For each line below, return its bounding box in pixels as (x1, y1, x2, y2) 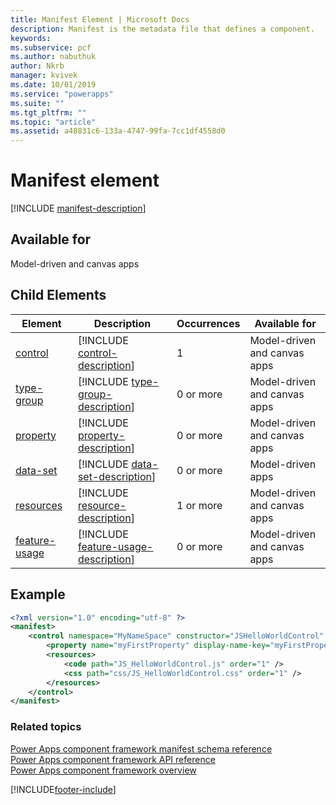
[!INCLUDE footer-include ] (10, 783, 117, 795)
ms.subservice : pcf (10, 42, 92, 53)
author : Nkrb (10, 61, 65, 71)
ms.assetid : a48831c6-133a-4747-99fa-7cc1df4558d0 (10, 126, 226, 136)
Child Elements (10, 287, 107, 304)
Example (10, 586, 66, 603)
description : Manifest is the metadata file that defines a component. (10, 24, 315, 34)
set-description (77, 469, 153, 483)
